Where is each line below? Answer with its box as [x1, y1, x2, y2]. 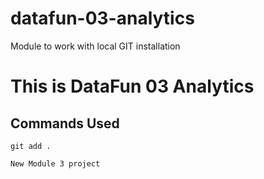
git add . [10, 141, 52, 151]
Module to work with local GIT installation [10, 40, 181, 52]
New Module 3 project [10, 158, 101, 169]
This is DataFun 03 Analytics [10, 75, 255, 98]
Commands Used [10, 115, 120, 132]
